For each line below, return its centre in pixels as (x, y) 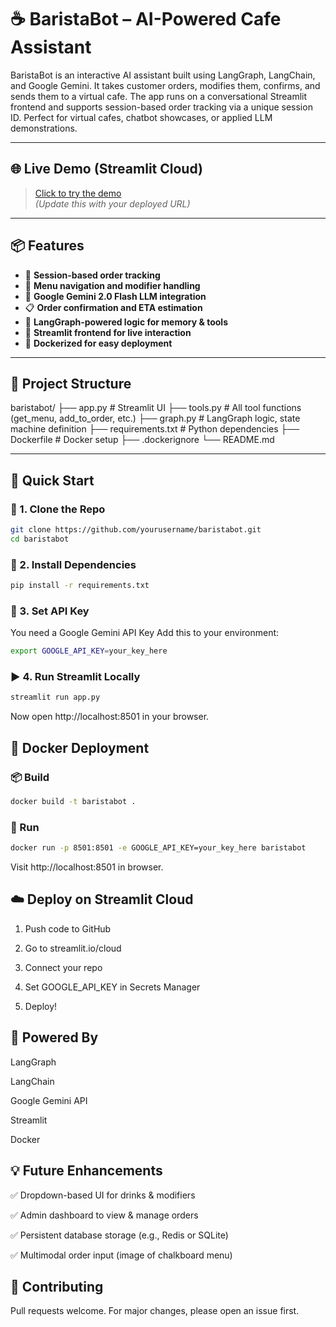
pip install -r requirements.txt (80, 586)
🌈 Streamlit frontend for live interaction (108, 332)
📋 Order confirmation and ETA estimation (113, 307)
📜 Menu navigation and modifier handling (112, 285)
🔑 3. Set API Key (50, 611)
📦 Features (47, 246)
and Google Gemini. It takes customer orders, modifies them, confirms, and (165, 85)
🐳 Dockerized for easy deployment (98, 343)
